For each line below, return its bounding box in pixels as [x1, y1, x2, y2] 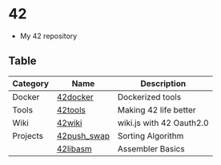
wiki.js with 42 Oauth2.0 [117, 117, 210, 128]
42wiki [56, 117, 82, 128]
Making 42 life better [117, 104, 196, 116]
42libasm [56, 143, 92, 154]
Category [12, 77, 50, 88]
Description [139, 77, 187, 88]
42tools [56, 104, 86, 116]
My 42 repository [19, 31, 78, 41]
